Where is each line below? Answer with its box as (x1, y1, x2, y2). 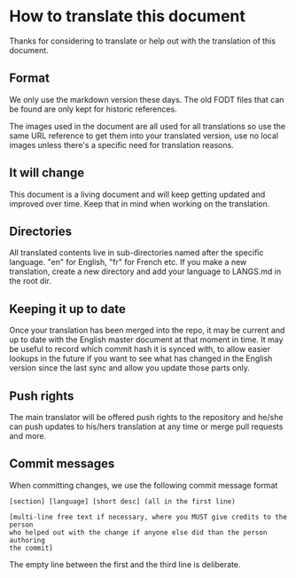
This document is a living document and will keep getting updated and (9, 189, 266, 199)
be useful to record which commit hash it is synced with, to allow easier (9, 344, 270, 355)
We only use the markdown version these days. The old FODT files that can (9, 94, 284, 105)
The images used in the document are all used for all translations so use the (9, 121, 286, 131)
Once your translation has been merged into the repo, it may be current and (9, 325, 285, 336)
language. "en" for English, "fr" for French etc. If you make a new (9, 257, 247, 268)
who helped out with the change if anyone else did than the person (9, 527, 268, 537)
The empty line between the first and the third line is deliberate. (9, 558, 241, 569)
